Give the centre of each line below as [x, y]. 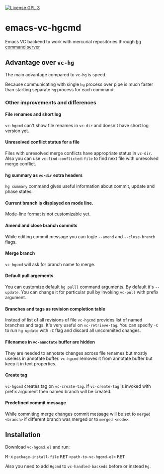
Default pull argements [29, 276]
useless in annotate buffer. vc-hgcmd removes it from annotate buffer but [79, 358]
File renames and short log [33, 114]
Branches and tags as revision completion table [55, 309]
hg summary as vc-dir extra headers [44, 175]
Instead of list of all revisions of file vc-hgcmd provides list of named [74, 320]
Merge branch [20, 253]
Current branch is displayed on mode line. [49, 203]
